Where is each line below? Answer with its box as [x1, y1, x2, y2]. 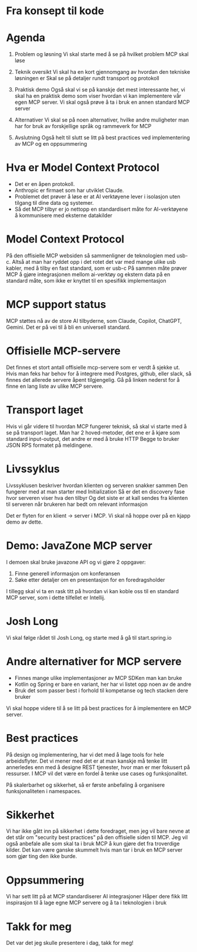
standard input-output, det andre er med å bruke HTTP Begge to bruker [6, 435, 179, 442]
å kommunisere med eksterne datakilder [14, 212, 113, 219]
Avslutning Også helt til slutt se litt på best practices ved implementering [14, 134, 190, 141]
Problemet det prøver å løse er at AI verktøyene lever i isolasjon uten [14, 193, 181, 200]
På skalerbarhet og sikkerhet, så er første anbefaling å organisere [6, 781, 165, 789]
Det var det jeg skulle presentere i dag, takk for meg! [6, 940, 134, 947]
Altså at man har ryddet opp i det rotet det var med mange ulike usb [11, 259, 176, 265]
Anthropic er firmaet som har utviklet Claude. [14, 187, 125, 194]
